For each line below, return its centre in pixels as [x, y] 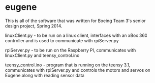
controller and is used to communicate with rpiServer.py [62, 40]
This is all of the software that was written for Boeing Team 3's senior [76, 21]
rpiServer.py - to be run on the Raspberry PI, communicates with [71, 50]
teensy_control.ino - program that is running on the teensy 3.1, [68, 65]
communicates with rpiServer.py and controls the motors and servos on [78, 70]
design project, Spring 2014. [34, 26]
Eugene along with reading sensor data [45, 75]
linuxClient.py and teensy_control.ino [42, 55]
